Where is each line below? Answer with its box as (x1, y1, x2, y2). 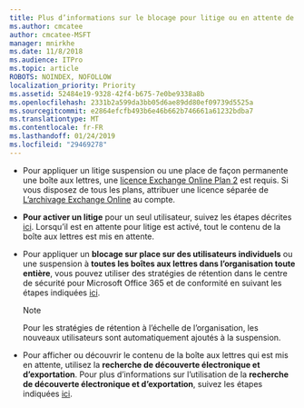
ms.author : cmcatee (9, 22, 83, 31)
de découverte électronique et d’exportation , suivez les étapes (22, 378, 263, 389)
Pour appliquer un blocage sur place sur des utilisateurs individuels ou (22, 248, 293, 259)
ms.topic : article (9, 65, 79, 74)
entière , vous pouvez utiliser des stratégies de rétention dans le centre (22, 267, 288, 278)
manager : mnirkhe (9, 38, 75, 48)
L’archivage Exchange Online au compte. (22, 194, 175, 204)
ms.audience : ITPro (9, 55, 83, 65)
